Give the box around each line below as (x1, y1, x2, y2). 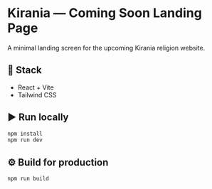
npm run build (7, 175, 50, 183)
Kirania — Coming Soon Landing (7, 5, 203, 21)
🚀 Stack (7, 64, 43, 76)
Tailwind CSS (17, 90, 57, 99)
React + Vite (17, 83, 55, 92)
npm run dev (7, 136, 43, 144)
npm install (7, 130, 43, 137)
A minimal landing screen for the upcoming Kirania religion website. (7, 43, 206, 52)
